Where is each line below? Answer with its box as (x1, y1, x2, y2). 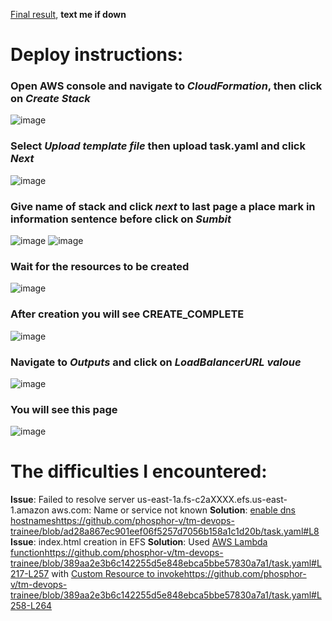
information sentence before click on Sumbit (10, 212, 232, 226)
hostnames (10, 515, 57, 527)
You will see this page (10, 402, 118, 416)
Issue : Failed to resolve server (10, 494, 135, 506)
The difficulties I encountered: (10, 460, 268, 483)
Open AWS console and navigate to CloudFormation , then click (10, 79, 323, 93)
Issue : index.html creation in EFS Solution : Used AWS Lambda (10, 536, 268, 548)
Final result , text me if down (10, 9, 127, 20)
